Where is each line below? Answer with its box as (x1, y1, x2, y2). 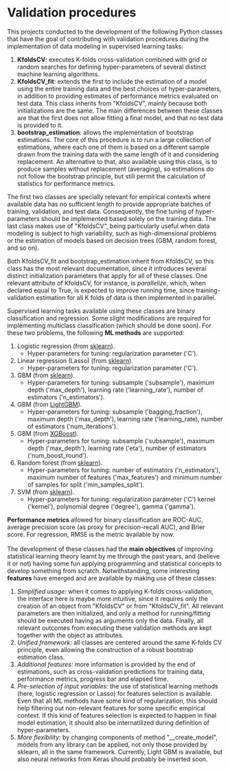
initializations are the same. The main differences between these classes (16, 106, 223, 115)
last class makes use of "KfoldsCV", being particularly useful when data (7, 222, 210, 230)
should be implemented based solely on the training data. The (41, 214, 216, 222)
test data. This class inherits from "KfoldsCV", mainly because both (16, 99, 207, 107)
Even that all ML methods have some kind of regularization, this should (16, 697, 218, 705)
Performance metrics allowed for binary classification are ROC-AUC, (7, 515, 204, 524)
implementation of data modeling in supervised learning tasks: (7, 42, 184, 50)
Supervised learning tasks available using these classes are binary (7, 307, 196, 315)
